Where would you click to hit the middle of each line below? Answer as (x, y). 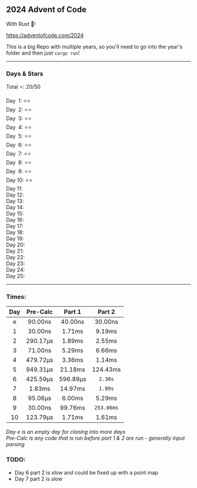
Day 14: (15, 208)
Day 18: (15, 232)
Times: (16, 297)
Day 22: (16, 258)
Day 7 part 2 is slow (38, 479)
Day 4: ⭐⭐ (19, 127)
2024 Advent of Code (46, 10)
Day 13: (15, 201)
